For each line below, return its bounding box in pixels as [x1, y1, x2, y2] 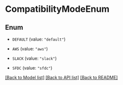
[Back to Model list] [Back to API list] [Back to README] [5, 75, 118, 80]
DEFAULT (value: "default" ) [12, 36, 65, 42]
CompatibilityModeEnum [5, 3, 110, 15]
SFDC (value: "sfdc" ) [12, 65, 53, 71]
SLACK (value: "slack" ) [12, 55, 57, 61]
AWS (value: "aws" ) [12, 46, 48, 51]
